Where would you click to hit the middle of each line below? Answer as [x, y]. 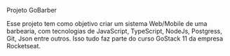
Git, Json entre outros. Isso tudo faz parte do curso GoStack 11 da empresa [115, 38]
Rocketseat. [24, 46]
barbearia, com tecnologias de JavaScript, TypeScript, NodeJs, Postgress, [114, 31]
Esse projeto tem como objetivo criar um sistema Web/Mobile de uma [107, 23]
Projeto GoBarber [32, 10]
